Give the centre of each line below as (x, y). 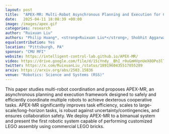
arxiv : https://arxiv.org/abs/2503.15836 (49, 70)
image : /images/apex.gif (31, 24)
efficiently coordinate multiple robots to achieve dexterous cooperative (79, 99)
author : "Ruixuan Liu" (29, 33)
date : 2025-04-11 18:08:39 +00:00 (44, 19)
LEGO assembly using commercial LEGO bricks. (55, 126)
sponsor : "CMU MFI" (26, 51)
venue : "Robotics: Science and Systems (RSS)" (55, 75)
